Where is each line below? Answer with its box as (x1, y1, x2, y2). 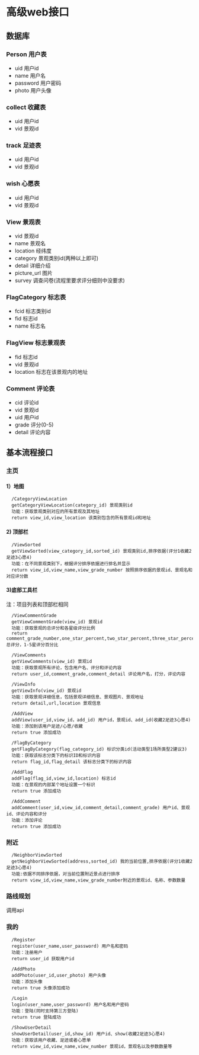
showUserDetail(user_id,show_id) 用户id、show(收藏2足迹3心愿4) (11, 1031, 166, 1037)
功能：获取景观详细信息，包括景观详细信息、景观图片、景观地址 (11, 694, 144, 700)
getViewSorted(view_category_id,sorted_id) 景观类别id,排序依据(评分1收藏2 (11, 548, 192, 554)
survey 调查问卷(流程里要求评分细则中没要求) (14, 277, 126, 284)
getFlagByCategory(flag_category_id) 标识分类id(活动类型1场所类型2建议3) (11, 746, 188, 752)
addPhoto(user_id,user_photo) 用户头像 (11, 972, 107, 978)
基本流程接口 (6, 448, 53, 458)
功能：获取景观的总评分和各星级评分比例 (11, 625, 96, 631)
